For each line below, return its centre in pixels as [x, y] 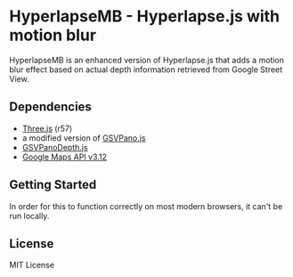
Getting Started [53, 185]
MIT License [32, 265]
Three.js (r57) [47, 128]
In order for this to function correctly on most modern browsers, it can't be [146, 206]
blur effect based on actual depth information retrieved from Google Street [146, 69]
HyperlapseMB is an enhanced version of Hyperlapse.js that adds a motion [147, 60]
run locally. [29, 216]
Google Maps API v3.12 [65, 157]
